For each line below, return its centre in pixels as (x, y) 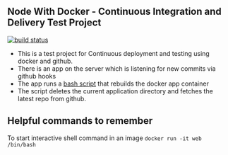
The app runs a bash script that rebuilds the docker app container (113, 84)
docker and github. (45, 61)
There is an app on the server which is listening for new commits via (117, 68)
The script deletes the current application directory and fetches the (115, 91)
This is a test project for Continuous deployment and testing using (113, 53)
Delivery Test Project (54, 23)
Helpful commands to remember (80, 121)
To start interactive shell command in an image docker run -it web (105, 138)
